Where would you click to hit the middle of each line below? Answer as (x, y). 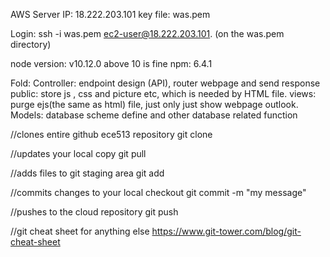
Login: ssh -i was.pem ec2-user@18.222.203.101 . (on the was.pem (147, 33)
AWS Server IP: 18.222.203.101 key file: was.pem (110, 14)
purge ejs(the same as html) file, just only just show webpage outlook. (154, 104)
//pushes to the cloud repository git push (94, 212)
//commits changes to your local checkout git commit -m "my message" (158, 192)
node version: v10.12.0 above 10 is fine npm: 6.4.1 (111, 63)
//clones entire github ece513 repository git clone (111, 134)
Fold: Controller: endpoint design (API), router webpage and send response (165, 83)
